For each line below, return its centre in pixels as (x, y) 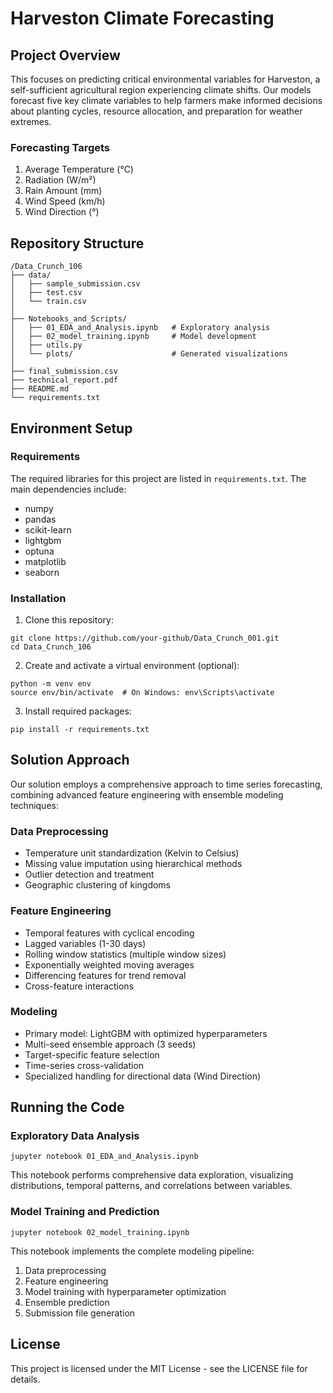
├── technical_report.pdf (64, 380)
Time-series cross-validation (84, 1065)
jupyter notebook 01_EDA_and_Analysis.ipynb (104, 1157)
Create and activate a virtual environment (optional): (132, 666)
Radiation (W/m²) (60, 180)
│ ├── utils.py (46, 345)
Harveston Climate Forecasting (142, 18)
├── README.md (40, 389)
